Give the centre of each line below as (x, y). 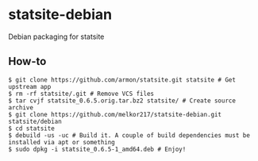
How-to (27, 61)
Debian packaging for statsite (56, 36)
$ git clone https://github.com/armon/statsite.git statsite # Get (122, 80)
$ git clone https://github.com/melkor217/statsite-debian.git (115, 114)
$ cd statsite (32, 128)
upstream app (30, 86)
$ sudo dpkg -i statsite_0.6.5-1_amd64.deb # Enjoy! (97, 149)
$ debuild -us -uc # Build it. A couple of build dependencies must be (129, 135)
